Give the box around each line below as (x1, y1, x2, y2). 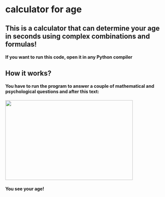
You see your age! (5, 186, 44, 192)
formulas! (5, 40, 37, 48)
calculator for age (5, 4, 82, 15)
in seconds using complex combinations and (5, 32, 150, 40)
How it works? (5, 69, 52, 78)
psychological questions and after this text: (5, 88, 99, 95)
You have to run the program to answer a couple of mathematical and (5, 83, 154, 89)
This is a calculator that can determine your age (5, 24, 160, 33)
